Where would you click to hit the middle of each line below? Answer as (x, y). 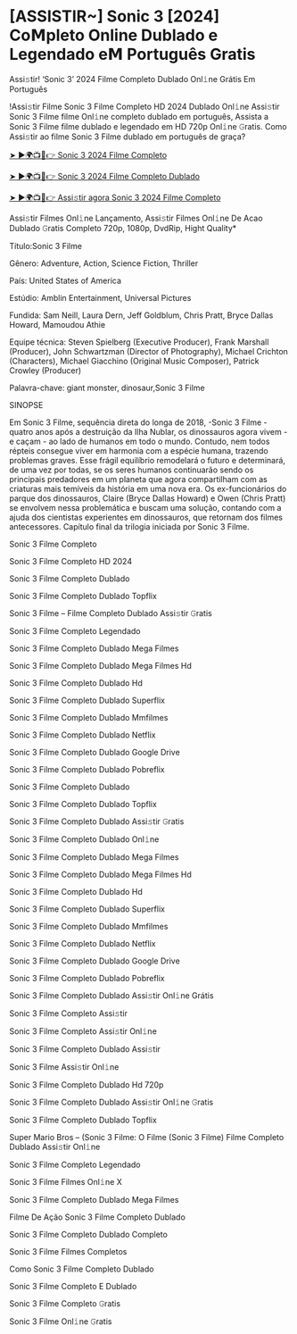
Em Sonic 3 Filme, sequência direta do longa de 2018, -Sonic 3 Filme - (138, 422)
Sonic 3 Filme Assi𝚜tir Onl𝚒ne (64, 1067)
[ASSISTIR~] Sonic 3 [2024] (115, 17)
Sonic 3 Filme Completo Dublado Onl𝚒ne (84, 839)
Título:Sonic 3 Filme (46, 246)
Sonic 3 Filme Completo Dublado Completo (88, 1234)
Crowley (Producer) (45, 370)
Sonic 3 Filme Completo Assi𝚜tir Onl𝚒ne (83, 1031)
